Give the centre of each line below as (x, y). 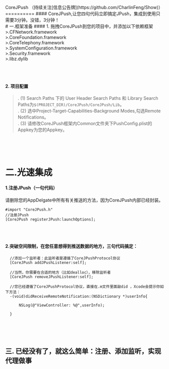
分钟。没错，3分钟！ (38, 20)
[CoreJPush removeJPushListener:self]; (52, 277)
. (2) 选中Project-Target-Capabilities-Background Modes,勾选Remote (89, 111)
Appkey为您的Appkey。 (42, 130)
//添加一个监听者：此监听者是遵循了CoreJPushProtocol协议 (65, 258)
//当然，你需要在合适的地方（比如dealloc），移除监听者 (60, 272)
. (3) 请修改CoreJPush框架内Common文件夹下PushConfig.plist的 (85, 124)
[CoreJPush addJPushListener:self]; (48, 262)
